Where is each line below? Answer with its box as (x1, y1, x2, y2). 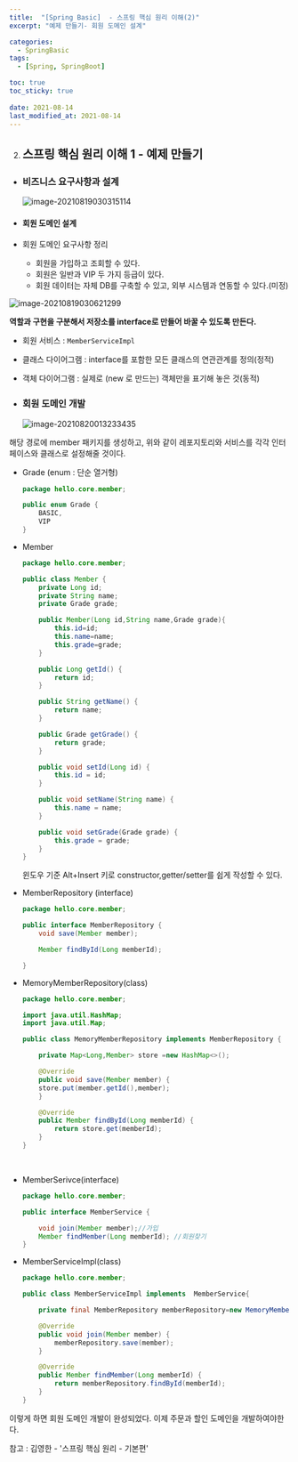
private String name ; (38, 591, 118, 601)
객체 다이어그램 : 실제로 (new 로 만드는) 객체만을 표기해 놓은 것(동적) (21, 373, 261, 384)
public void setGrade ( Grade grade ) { (38, 828, 179, 836)
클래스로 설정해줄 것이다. (39, 448, 126, 458)
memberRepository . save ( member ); (54, 1338, 174, 1347)
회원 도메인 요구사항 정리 (21, 239, 109, 250)
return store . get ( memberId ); (54, 1125, 163, 1134)
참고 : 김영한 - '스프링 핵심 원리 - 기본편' (9, 1442, 149, 1453)
